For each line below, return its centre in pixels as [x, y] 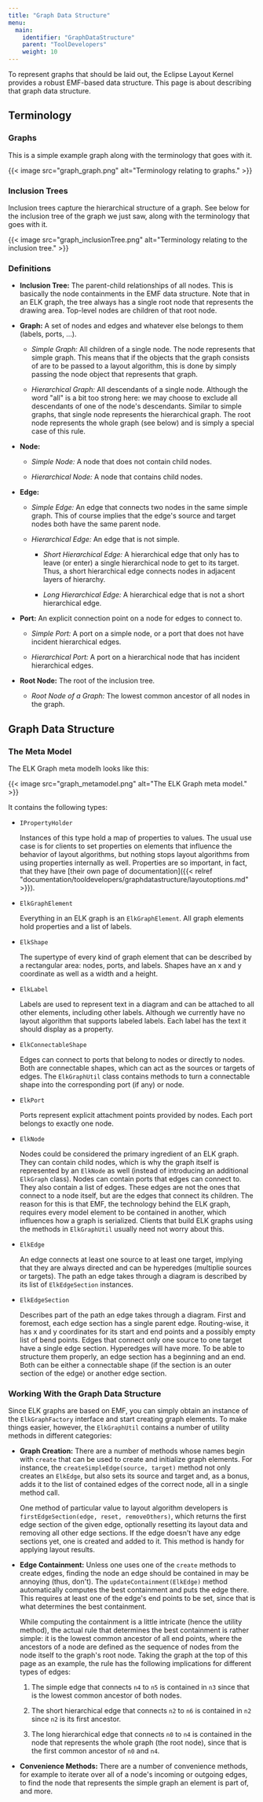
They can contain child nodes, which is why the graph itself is [119, 1162]
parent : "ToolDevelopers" [65, 45]
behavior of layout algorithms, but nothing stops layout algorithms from [134, 854]
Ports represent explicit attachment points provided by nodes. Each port [136, 1115]
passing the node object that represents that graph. [115, 375]
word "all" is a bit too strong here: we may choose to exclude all [134, 398]
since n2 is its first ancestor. [76, 1719]
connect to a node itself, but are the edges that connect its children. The [136, 1196]
